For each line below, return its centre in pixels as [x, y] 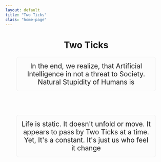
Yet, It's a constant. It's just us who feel [86, 140]
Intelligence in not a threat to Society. [86, 74]
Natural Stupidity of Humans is [86, 82]
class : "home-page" [26, 19]
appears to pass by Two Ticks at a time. [86, 132]
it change [86, 148]
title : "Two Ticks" [26, 15]
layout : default [23, 10]
